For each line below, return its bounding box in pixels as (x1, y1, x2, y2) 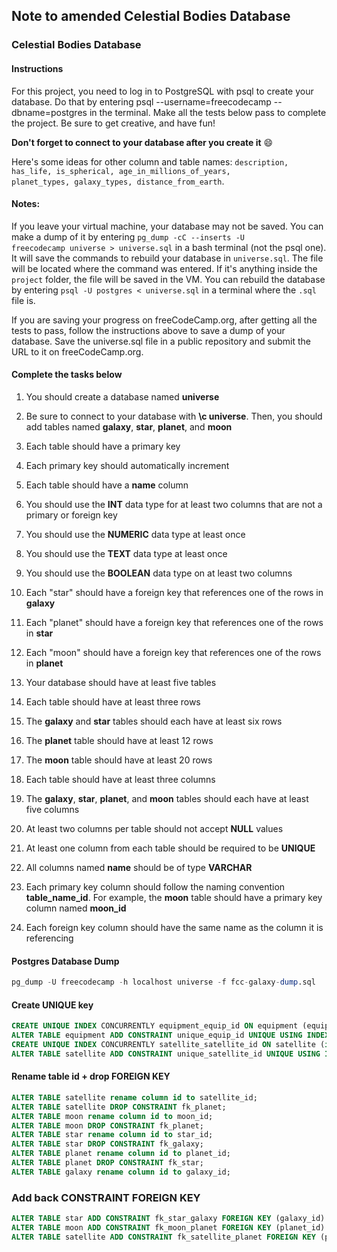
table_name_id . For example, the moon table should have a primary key (25, 891, 323, 903)
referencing (25, 932, 74, 944)
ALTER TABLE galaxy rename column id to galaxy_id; (11, 1167, 231, 1177)
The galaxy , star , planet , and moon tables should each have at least (25, 792, 309, 804)
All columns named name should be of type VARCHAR (25, 861, 253, 873)
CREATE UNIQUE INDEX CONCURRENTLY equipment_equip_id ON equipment (11, 1021, 299, 1031)
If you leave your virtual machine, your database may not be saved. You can (11, 220, 324, 232)
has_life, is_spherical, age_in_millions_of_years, (11, 166, 231, 176)
